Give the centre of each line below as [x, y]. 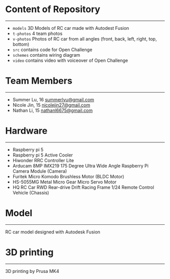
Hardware [26, 131]
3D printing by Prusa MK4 [32, 271]
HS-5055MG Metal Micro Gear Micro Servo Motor [65, 182]
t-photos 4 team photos [37, 33]
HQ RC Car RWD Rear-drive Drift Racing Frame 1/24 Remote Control [83, 187]
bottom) [21, 44]
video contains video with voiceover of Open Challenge [70, 60]
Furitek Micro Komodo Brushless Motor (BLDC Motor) [68, 176]
